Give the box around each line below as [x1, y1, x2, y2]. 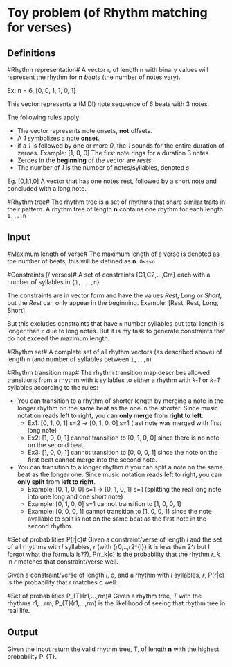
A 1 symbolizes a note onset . [17, 134, 100, 142]
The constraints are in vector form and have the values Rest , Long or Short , [7, 291, 222, 300]
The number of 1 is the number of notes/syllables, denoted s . [17, 164, 192, 171]
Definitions [7, 47, 56, 59]
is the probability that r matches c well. [7, 578, 118, 587]
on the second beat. [27, 440, 85, 449]
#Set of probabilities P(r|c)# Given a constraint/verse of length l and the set [7, 535, 222, 544]
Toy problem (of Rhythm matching [7, 5, 208, 21]
